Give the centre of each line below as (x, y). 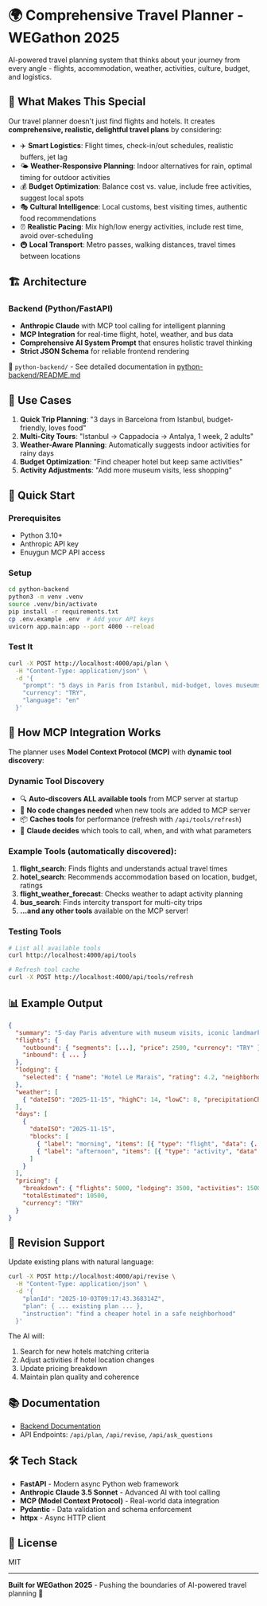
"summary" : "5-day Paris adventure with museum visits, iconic (122, 1032)
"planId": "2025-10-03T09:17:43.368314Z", (94, 1299)
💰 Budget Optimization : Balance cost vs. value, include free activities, (135, 186)
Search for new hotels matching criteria (84, 1352)
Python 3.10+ (41, 535)
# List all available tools (55, 948)
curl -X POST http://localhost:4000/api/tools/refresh (101, 977)
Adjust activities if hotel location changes (87, 1360)
